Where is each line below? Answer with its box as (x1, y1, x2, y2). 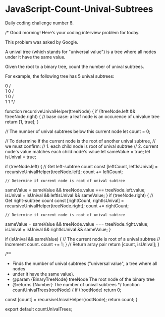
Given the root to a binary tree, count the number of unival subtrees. (5, 63, 145, 69)
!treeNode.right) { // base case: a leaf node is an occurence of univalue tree (5, 113, 160, 120)
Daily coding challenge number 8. (5, 20, 74, 26)
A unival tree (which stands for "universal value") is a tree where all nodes (5, 49, 157, 55)
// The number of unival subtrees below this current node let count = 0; (5, 128, 151, 134)
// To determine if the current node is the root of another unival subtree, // (5, 138, 156, 144)
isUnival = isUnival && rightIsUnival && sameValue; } (5, 226, 111, 232)
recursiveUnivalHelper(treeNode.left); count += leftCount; (5, 169, 123, 175)
